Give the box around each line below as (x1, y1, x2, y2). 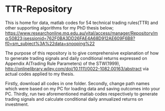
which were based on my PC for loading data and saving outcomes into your (5, 85, 160, 91)
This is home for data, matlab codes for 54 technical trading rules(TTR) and (5, 20, 159, 26)
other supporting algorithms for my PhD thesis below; (5, 25, 114, 30)
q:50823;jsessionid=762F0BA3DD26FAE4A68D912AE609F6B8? (5, 35, 135, 41)
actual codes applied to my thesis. (5, 71, 75, 77)
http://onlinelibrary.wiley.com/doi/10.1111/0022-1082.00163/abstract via (5, 65, 149, 72)
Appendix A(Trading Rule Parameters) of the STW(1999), (5, 60, 121, 66)
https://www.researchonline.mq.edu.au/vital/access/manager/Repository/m (5, 30, 158, 36)
